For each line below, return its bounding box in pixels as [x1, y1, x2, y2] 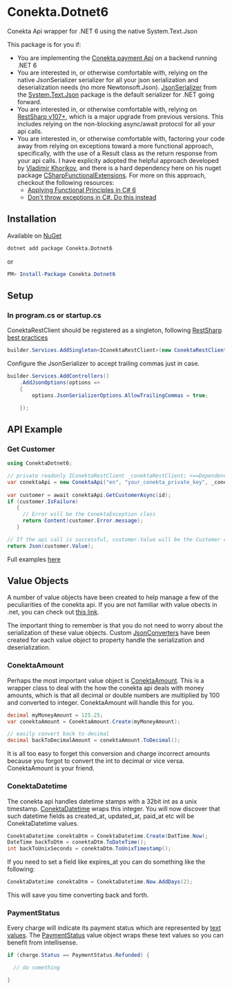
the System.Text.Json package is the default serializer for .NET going [17, 90, 215, 99]
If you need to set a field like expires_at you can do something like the [7, 857, 206, 866]
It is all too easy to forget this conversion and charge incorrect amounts [7, 750, 211, 758]
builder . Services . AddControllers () [7, 373, 110, 380]
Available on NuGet [7, 231, 62, 240]
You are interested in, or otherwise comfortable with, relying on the [17, 68, 209, 77]
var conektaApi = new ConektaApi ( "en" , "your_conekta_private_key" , [7, 478, 209, 485]
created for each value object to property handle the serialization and [7, 636, 205, 644]
